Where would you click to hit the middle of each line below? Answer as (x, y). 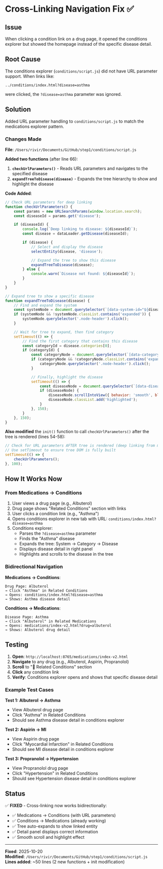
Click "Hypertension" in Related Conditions (55, 773)
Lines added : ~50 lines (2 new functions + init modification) (65, 862)
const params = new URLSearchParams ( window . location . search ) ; (78, 211)
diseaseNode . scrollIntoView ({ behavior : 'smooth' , (100, 395)
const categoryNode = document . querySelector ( (79, 355)
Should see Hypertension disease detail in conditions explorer (74, 778)
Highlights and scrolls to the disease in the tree (66, 554)
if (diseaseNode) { (59, 391)
